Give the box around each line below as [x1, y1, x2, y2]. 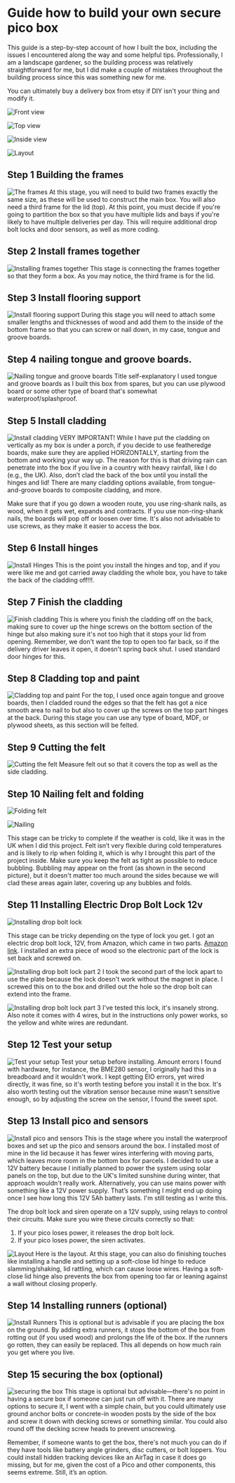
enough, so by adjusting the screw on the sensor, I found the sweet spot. [7, 1095, 218, 1103]
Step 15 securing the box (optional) [7, 1368, 163, 1380]
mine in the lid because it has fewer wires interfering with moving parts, [7, 1148, 214, 1157]
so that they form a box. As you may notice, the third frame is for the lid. [7, 271, 215, 280]
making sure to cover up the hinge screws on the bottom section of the [7, 622, 213, 631]
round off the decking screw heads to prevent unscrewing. [7, 1425, 177, 1433]
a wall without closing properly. [7, 1279, 98, 1288]
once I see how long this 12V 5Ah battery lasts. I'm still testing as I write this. [7, 1193, 228, 1202]
